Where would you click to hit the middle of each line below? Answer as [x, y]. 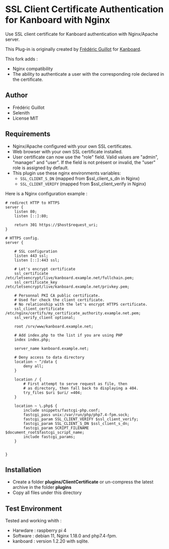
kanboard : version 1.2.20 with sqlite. [51, 541]
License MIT [25, 118]
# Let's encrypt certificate [45, 269]
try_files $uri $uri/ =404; [53, 393]
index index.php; [33, 340]
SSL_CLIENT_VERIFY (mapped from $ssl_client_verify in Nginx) [83, 184]
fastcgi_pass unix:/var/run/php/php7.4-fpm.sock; [76, 415]
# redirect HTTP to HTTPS [32, 203]
